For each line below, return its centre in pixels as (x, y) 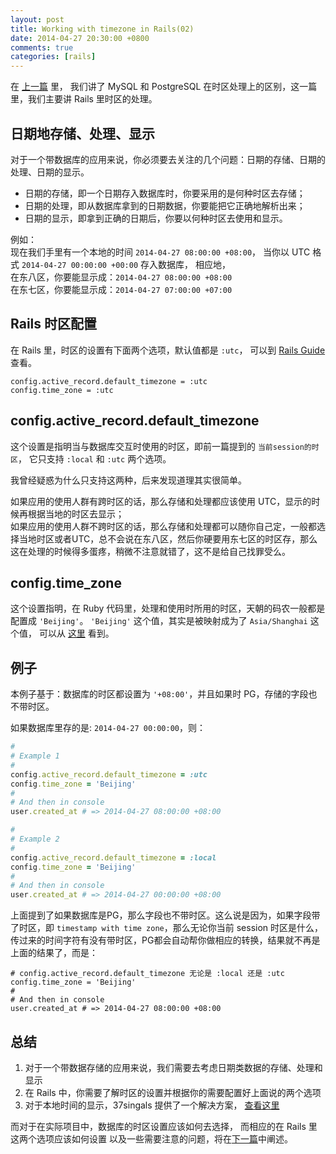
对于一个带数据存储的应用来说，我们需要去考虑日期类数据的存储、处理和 (173, 1067)
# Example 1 (35, 756)
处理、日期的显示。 (50, 172)
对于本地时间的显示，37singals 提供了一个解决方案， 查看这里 (152, 1105)
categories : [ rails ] (53, 57)
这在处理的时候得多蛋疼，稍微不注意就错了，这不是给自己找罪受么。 (150, 551)
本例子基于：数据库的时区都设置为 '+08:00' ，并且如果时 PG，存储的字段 (159, 694)
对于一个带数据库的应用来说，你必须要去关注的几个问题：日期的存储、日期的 (168, 159)
